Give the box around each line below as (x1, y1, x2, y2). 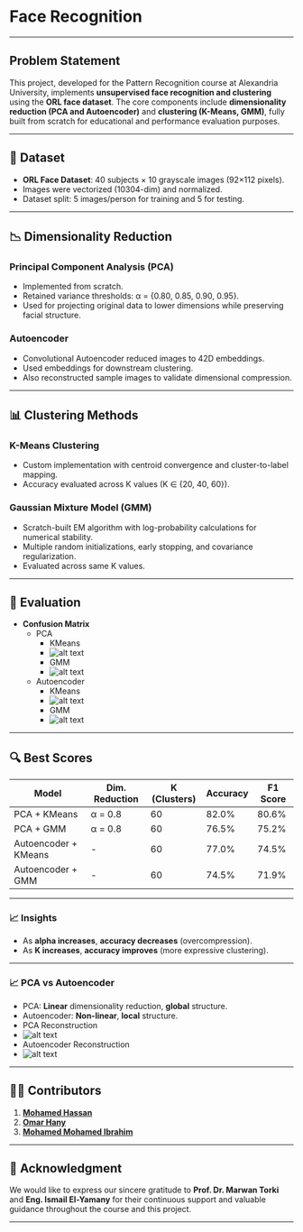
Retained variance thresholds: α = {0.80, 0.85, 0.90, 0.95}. (22, 290, 240, 301)
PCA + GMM (14, 823, 67, 835)
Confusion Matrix (22, 619, 90, 630)
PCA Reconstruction (22, 1019, 98, 1030)
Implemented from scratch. (22, 281, 124, 292)
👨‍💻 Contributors (9, 1083, 102, 1099)
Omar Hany (22, 1117, 66, 1127)
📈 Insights (9, 912, 58, 924)
